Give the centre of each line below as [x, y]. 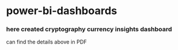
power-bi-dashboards [62, 11]
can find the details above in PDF [47, 42]
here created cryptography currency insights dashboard [89, 29]
